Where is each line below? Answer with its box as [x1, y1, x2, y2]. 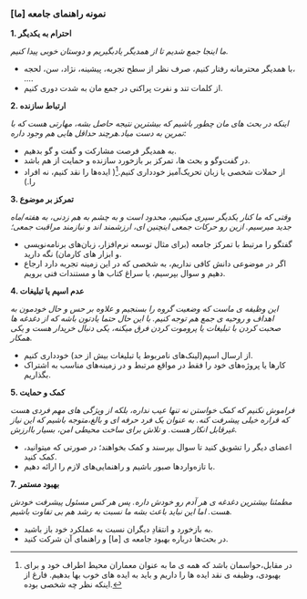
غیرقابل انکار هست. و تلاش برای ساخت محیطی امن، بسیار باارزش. [10, 423, 238, 435]
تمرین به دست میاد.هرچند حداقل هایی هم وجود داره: [10, 128, 187, 139]
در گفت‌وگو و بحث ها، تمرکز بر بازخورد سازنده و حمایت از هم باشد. [23, 155, 251, 166]
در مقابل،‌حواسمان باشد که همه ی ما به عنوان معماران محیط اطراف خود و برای [23, 559, 292, 570]
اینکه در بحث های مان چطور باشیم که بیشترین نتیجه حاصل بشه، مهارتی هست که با [10, 118, 290, 129]
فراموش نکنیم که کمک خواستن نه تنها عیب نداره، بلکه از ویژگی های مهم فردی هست [10, 404, 295, 415]
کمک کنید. [23, 450, 57, 462]
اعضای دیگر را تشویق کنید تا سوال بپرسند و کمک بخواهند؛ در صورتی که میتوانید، [23, 441, 292, 452]
